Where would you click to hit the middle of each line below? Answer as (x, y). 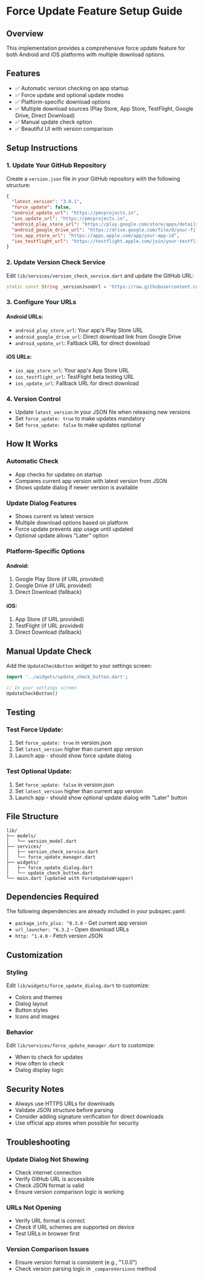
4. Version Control (34, 399)
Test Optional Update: (39, 771)
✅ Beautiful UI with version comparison (64, 128)
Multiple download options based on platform (72, 523)
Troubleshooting (38, 1142)
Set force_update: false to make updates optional (78, 425)
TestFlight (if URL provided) (49, 626)
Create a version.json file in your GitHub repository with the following (93, 178)
